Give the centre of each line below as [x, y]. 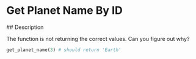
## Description [25, 27]
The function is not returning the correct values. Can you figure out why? [98, 39]
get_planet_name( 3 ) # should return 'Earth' [64, 50]
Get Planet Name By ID [65, 11]
